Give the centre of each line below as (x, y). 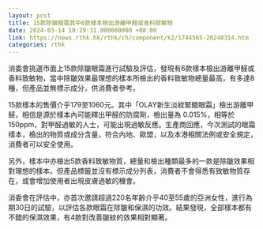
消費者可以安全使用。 (43, 145)
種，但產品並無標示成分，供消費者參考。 (74, 88)
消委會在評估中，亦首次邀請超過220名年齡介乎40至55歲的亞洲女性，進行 (127, 197)
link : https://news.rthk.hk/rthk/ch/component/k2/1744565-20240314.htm (128, 38)
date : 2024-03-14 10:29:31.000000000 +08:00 (83, 30)
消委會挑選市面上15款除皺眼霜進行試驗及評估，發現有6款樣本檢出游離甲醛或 (131, 69)
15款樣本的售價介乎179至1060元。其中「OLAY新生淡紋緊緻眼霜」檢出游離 (128, 105)
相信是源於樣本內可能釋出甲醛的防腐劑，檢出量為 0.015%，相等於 (128, 114)
